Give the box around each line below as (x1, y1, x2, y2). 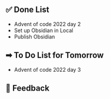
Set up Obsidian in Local (14, 27, 74, 34)
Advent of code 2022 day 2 (14, 20, 81, 27)
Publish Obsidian (14, 33, 55, 40)
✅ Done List (5, 5, 49, 15)
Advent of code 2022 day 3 (14, 66, 81, 73)
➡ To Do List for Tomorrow (5, 50, 104, 60)
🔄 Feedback (5, 83, 49, 94)
